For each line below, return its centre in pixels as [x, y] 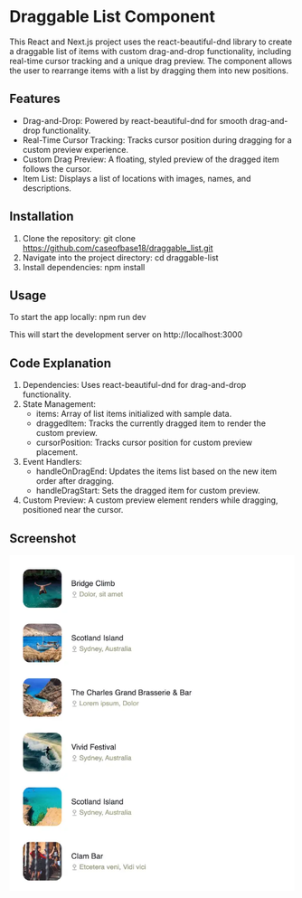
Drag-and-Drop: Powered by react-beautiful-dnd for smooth [135, 120]
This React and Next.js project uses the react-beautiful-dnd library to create [151, 42]
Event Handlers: [52, 462]
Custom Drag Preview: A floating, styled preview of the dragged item [151, 159]
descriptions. [47, 188]
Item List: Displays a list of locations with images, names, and [137, 178]
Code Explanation [60, 363]
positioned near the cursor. [73, 510]
